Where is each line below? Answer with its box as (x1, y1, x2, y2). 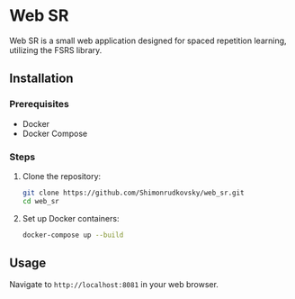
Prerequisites (9, 98, 69, 111)
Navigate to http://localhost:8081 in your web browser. (9, 279, 219, 290)
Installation (9, 71, 74, 86)
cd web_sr (22, 196, 60, 205)
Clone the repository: (22, 170, 102, 181)
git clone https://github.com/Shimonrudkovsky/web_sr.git (22, 188, 245, 197)
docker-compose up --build (22, 231, 124, 240)
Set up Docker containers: (22, 213, 120, 223)
